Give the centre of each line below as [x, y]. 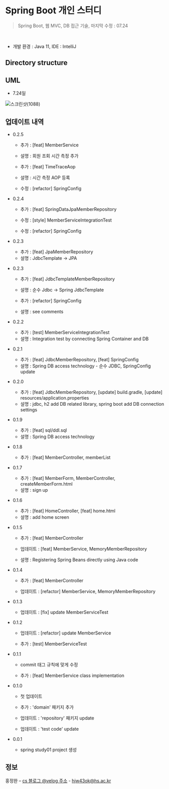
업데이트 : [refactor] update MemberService [66, 633]
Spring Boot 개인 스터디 [53, 10]
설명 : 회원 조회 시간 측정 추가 [49, 156]
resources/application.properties [54, 398]
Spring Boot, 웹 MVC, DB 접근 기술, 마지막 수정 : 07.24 [73, 26]
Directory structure [36, 63]
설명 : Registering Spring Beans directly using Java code [79, 560]
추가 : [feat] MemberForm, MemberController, [68, 478]
